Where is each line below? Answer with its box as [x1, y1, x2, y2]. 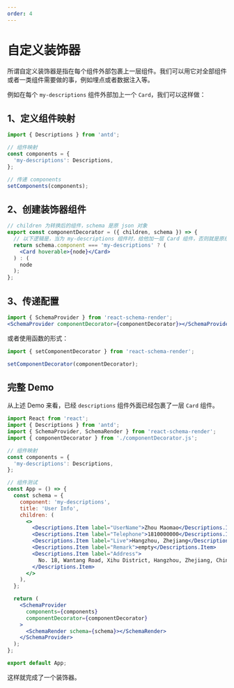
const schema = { [13, 492, 64, 499]
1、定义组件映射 [7, 112, 76, 124]
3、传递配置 [7, 295, 59, 307]
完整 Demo [7, 381, 54, 393]
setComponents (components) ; [7, 182, 89, 189]
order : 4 [7, 10, 33, 17]
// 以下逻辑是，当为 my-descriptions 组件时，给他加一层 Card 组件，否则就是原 [13, 235, 224, 242]
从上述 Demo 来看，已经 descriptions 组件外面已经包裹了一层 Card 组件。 [7, 401, 219, 409]
